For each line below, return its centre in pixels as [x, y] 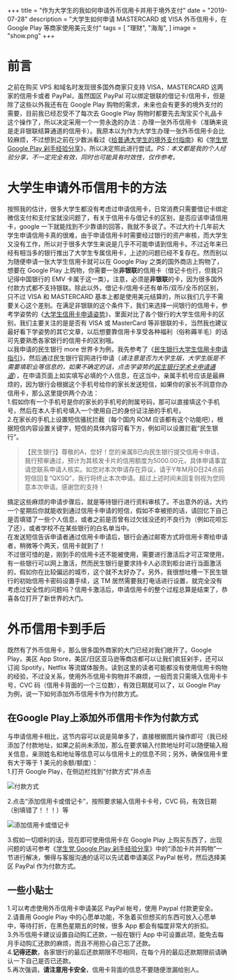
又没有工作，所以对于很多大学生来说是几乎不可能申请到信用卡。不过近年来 [114, 243]
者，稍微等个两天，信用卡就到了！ [56, 545]
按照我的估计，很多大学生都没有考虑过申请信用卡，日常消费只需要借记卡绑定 [117, 208]
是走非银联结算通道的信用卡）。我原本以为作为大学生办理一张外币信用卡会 [113, 130]
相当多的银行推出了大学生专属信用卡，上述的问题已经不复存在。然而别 [120, 253]
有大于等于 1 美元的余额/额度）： [53, 763]
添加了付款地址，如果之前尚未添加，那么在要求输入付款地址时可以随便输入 [114, 745]
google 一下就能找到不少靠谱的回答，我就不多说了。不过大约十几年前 [119, 226]
